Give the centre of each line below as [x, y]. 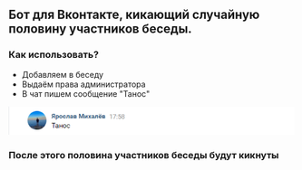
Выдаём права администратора [83, 84]
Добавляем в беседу [63, 74]
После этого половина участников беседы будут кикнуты [144, 156]
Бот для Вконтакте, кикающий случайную [134, 15]
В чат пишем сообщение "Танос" [86, 93]
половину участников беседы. [100, 29]
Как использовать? [54, 55]
